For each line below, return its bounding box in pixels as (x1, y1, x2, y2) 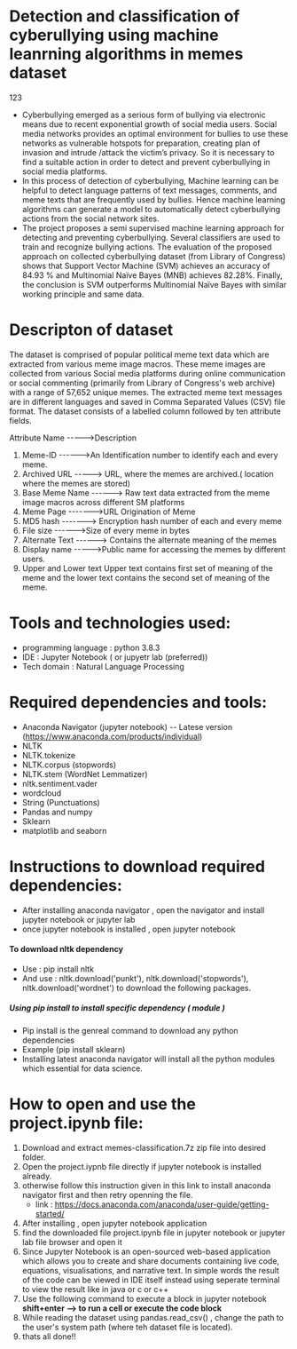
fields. (9, 415, 33, 425)
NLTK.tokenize (21, 750, 76, 760)
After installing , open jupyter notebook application (21, 1218, 207, 1228)
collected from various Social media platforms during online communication (9, 368, 285, 378)
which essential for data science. (21, 1063, 144, 1074)
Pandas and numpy (21, 806, 93, 817)
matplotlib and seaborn (21, 825, 107, 836)
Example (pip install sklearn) (21, 1043, 126, 1054)
